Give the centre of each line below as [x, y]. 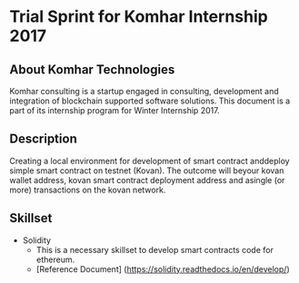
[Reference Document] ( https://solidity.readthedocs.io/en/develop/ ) [163, 268]
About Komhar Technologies [92, 69]
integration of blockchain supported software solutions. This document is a [150, 101]
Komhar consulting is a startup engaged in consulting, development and [144, 91]
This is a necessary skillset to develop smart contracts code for [155, 249]
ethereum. [55, 259]
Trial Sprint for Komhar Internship [139, 17]
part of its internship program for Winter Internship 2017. [115, 110]
